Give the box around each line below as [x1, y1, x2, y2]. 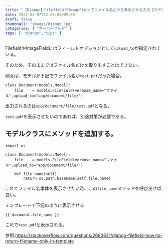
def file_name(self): [14, 171, 59, 176]
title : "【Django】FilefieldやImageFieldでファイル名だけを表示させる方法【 [5, 7, 154, 13]
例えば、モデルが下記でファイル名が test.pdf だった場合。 [5, 73, 124, 78]
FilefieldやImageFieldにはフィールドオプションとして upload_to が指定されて [5, 45, 161, 51]
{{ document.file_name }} [5, 212, 59, 217]
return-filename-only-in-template [5, 238, 74, 244]
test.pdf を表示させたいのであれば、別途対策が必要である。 [5, 113, 129, 119]
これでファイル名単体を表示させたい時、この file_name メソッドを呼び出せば [5, 185, 162, 191]
